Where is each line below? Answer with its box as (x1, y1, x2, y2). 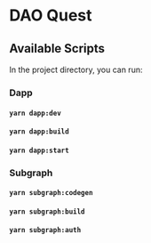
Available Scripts (9, 41, 105, 56)
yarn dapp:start (9, 146, 69, 155)
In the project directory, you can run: (9, 64, 143, 75)
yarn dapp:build (9, 127, 69, 136)
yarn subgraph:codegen (9, 189, 93, 198)
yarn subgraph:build (9, 207, 86, 216)
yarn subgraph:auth (9, 226, 82, 235)
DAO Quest (9, 5, 92, 26)
